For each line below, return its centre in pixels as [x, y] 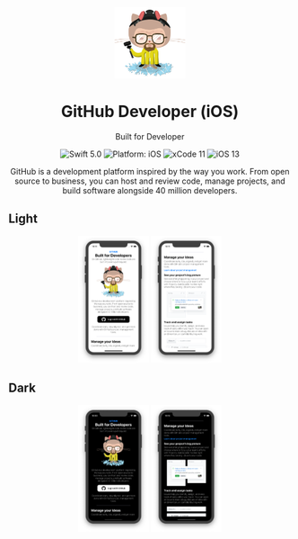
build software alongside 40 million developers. [150, 190]
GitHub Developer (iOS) [150, 112]
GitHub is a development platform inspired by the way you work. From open [150, 171]
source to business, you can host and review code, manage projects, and [149, 181]
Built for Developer [150, 136]
